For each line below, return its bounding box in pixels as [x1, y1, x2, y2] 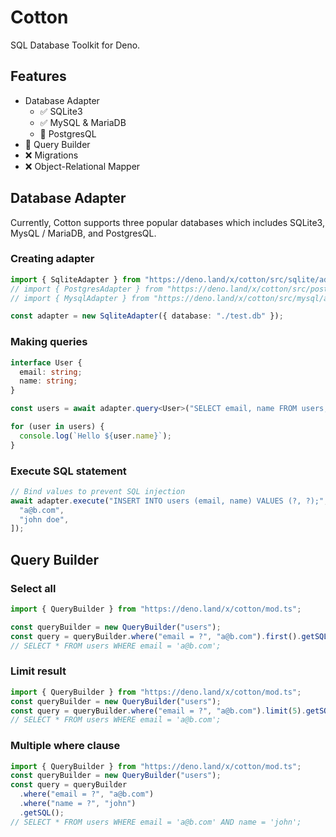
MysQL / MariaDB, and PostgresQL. [10, 227, 157, 239]
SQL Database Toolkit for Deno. [10, 39, 141, 51]
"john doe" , [19, 514, 70, 525]
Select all [10, 581, 57, 595]
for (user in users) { [10, 422, 105, 432]
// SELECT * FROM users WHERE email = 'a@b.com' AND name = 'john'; [10, 817, 302, 827]
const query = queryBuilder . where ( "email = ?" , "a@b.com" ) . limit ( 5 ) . [10, 706, 307, 716]
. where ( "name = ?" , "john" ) [19, 799, 137, 809]
